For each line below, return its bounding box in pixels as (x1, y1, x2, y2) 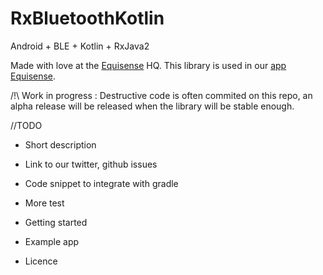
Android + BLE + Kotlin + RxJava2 (10, 40, 150, 52)
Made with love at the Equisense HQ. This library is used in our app (10, 59, 287, 71)
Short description (24, 138, 97, 151)
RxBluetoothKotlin (10, 7, 165, 30)
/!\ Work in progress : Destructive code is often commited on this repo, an (10, 89, 313, 101)
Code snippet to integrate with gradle (24, 177, 179, 189)
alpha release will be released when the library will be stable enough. (10, 100, 295, 112)
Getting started (24, 216, 88, 228)
